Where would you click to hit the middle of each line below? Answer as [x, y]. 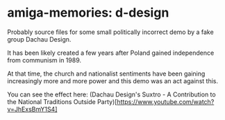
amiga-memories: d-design [88, 13]
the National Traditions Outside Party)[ [62, 101]
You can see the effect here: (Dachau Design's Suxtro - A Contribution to [112, 94]
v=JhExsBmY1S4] [32, 109]
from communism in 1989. [44, 60]
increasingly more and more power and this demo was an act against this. [113, 80]
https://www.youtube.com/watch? [166, 101]
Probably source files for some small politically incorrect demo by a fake [110, 32]
